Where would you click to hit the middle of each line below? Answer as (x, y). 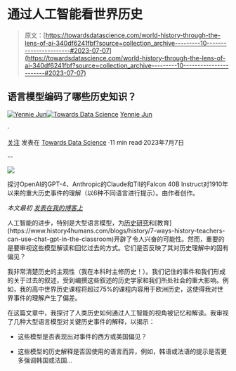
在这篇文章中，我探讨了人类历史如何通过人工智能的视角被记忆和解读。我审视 (118, 313)
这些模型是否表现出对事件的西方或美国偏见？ (82, 336)
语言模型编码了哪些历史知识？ (72, 97)
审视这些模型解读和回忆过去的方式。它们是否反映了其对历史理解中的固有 (124, 247)
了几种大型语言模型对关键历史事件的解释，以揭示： (81, 321)
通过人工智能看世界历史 (75, 14)
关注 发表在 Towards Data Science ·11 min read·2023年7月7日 (96, 142)
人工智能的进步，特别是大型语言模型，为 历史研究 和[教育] (90, 223)
